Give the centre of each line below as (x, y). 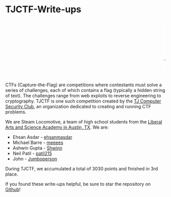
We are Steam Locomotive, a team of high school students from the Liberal (84, 121)
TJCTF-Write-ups (43, 9)
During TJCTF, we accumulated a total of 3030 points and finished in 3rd (82, 168)
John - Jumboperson (35, 159)
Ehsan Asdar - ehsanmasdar (42, 137)
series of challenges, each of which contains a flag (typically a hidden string (85, 90)
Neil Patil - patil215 (32, 153)
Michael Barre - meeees (38, 142)
